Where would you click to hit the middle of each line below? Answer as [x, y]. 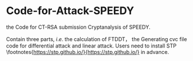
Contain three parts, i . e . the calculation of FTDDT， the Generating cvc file [97, 39]
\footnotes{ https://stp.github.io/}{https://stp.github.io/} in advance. [88, 52]
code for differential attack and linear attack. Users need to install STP [91, 46]
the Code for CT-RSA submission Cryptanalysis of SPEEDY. [78, 27]
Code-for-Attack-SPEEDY [70, 11]
